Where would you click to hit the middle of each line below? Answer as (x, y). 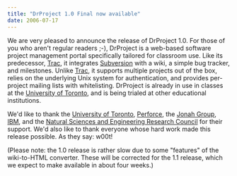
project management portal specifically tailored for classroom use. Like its (115, 55)
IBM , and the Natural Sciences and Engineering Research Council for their (115, 121)
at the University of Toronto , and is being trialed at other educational (107, 93)
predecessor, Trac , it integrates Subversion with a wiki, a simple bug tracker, (118, 63)
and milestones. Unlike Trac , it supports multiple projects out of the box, (112, 70)
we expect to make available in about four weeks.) (81, 165)
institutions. (24, 100)
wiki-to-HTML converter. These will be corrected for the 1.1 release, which (115, 157)
